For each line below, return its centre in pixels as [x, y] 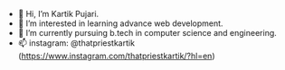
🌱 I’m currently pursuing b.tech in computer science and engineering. [147, 33]
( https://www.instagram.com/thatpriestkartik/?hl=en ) [116, 56]
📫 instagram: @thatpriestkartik [76, 43]
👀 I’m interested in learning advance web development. [120, 23]
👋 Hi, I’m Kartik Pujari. [58, 14]
